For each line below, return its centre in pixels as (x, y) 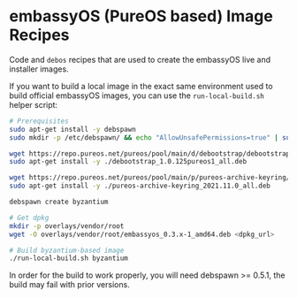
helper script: (34, 104)
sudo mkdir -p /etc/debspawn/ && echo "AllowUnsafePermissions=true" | (144, 138)
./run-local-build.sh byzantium (69, 258)
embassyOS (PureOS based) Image (141, 16)
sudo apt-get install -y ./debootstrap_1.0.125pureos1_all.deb (128, 162)
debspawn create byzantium (59, 202)
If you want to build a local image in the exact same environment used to (141, 86)
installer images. (39, 69)
